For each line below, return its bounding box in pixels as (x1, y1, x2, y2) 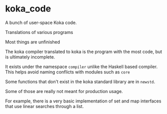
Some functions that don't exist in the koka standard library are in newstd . (5, 78, 156, 84)
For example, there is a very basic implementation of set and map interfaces (5, 98, 162, 104)
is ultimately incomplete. (5, 53, 55, 60)
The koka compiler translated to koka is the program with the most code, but (5, 48, 163, 54)
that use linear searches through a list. (5, 103, 84, 109)
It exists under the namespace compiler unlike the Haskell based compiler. (5, 63, 158, 69)
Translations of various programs (5, 29, 73, 35)
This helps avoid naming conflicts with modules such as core (5, 68, 131, 75)
